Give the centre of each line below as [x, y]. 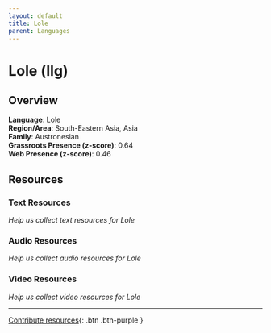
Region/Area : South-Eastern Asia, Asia [73, 128]
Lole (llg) [38, 71]
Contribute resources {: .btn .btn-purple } [76, 320]
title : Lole [28, 23]
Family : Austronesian [44, 137]
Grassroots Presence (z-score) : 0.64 [71, 145]
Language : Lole [35, 120]
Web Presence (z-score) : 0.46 [60, 154]
